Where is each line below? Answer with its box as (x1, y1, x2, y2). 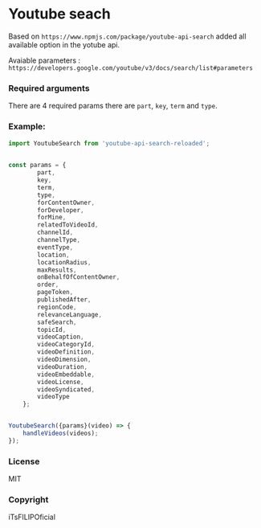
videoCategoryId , (37, 341, 95, 349)
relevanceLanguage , (37, 310, 103, 318)
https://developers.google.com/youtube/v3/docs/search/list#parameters (8, 63, 253, 72)
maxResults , (37, 266, 78, 274)
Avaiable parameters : (8, 55, 81, 65)
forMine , (37, 214, 67, 222)
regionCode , (37, 303, 78, 311)
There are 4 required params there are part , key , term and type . (8, 101, 218, 111)
